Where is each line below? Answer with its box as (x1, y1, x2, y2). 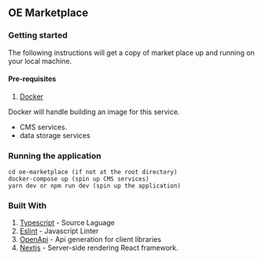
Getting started (8, 30, 68, 41)
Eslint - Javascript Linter (19, 226, 99, 236)
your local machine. (8, 56, 72, 65)
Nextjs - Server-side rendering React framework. (19, 243, 179, 253)
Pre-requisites (8, 74, 57, 84)
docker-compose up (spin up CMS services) (8, 175, 149, 184)
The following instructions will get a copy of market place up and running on (8, 47, 255, 58)
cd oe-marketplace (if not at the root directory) (8, 169, 178, 176)
